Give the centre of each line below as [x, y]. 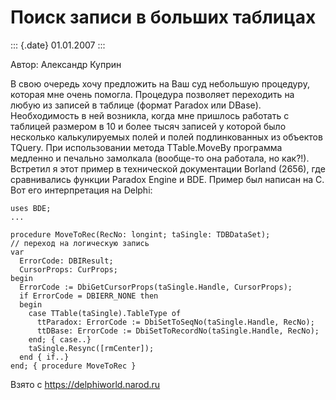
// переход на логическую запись [80, 243]
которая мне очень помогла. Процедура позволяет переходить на [152, 94]
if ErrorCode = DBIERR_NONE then [89, 296]
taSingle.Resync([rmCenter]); [91, 348]
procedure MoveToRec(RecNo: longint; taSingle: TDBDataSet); [140, 234]
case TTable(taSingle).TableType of [105, 313]
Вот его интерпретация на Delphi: [81, 190]
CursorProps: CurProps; [68, 269]
